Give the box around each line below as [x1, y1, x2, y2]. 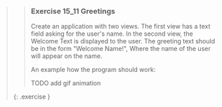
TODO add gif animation [30, 79, 101, 87]
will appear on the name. [30, 52, 103, 60]
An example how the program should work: [30, 66, 156, 74]
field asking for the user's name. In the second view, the [30, 29, 194, 38]
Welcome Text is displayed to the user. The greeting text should [30, 37, 216, 45]
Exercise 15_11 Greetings [30, 6, 115, 16]
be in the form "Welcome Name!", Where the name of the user [30, 45, 211, 53]
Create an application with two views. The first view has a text [30, 22, 211, 31]
